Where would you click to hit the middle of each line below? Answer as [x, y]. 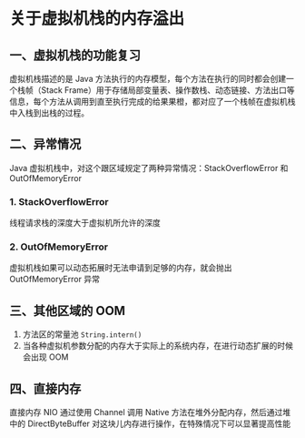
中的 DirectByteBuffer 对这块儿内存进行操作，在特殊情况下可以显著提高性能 [150, 423]
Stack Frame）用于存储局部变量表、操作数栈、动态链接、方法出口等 [167, 90]
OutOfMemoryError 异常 [54, 280]
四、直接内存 [45, 388]
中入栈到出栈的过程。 [49, 113]
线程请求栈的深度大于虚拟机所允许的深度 [85, 223]
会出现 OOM [45, 357]
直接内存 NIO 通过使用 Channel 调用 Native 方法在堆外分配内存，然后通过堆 [150, 413]
